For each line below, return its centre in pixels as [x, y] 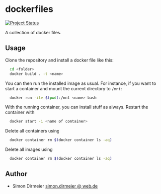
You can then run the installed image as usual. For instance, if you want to [81, 83]
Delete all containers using [32, 131]
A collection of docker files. [33, 32]
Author [16, 174]
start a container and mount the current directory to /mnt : [64, 88]
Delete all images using [29, 149]
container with [20, 112]
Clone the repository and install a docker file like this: [59, 60]
